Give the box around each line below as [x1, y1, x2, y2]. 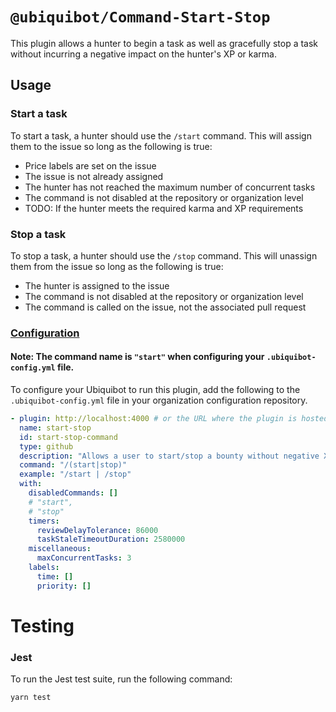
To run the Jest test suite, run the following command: [10, 673, 233, 685]
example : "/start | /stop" [19, 469, 132, 480]
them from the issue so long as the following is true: [10, 260, 224, 272]
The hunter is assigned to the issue [24, 279, 170, 292]
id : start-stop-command [19, 432, 118, 442]
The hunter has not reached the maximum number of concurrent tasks [24, 181, 316, 193]
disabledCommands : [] [28, 488, 118, 498]
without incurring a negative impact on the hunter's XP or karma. [10, 48, 278, 60]
